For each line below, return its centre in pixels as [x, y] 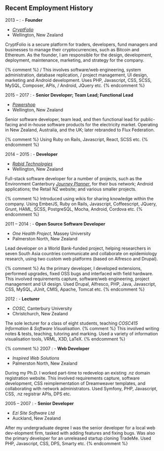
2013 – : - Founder [24, 20]
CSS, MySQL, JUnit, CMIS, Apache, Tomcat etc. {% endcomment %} [75, 289]
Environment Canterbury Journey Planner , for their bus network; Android [79, 184]
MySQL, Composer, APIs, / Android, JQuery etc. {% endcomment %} [75, 85]
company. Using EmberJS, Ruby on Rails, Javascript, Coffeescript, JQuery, [81, 204]
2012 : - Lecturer [22, 299]
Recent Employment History [49, 8]
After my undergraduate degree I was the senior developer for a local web [80, 428]
